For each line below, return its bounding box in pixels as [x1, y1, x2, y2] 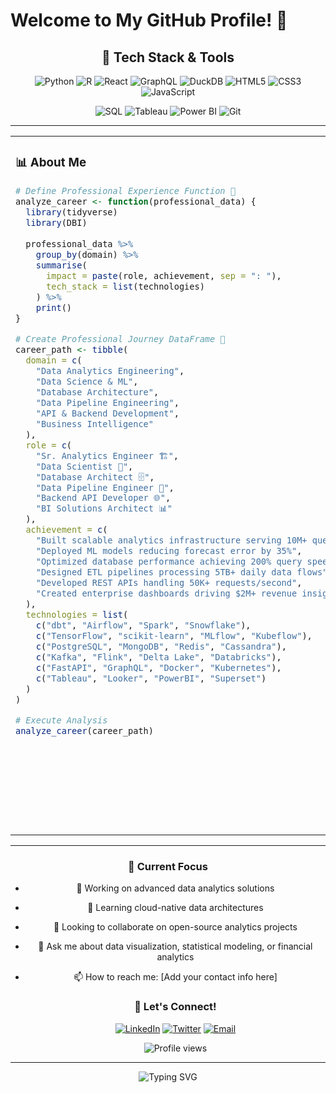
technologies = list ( [25, 609, 129, 621]
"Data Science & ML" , [35, 375, 139, 387]
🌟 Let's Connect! [134, 1000, 217, 1014]
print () [35, 302, 73, 313]
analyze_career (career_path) [15, 725, 154, 737]
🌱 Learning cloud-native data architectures [87, 902, 264, 914]
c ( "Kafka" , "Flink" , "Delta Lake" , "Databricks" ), [35, 652, 282, 663]
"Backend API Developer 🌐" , [35, 492, 172, 504]
